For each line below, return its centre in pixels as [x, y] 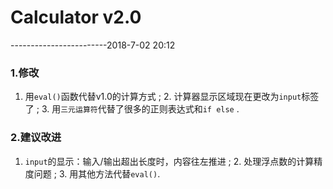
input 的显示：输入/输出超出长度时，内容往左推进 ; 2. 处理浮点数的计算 [169, 161]
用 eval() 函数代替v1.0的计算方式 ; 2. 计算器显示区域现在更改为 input [163, 97]
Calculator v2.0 [76, 17]
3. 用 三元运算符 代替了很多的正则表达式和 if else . [140, 109]
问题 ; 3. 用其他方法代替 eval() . [97, 173]
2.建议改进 [36, 138]
